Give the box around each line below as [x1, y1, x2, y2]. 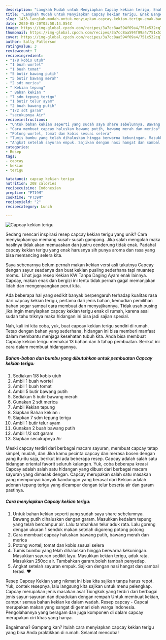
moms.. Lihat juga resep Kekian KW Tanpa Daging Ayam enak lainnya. [5, 272, 147, 279]
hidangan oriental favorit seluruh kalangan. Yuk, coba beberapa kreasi [5, 461, 148, 467]
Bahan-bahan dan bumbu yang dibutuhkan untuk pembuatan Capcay [5, 355, 153, 361]
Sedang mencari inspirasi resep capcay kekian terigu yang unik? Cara [5, 231, 147, 237]
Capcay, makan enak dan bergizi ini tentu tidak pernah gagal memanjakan [5, 278, 156, 284]
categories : [5, 145, 30, 150]
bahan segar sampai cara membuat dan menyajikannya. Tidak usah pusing [5, 303, 158, 309]
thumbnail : [5, 30, 28, 35]
